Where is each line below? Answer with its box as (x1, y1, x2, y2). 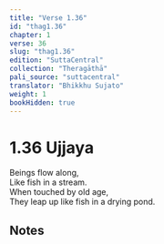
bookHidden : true (9, 97, 76, 107)
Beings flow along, (9, 168, 79, 178)
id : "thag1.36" (9, 22, 67, 31)
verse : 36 (9, 38, 47, 48)
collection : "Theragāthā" (9, 65, 108, 74)
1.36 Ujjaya (9, 137, 94, 158)
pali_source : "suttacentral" (9, 73, 120, 82)
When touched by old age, (9, 187, 109, 198)
